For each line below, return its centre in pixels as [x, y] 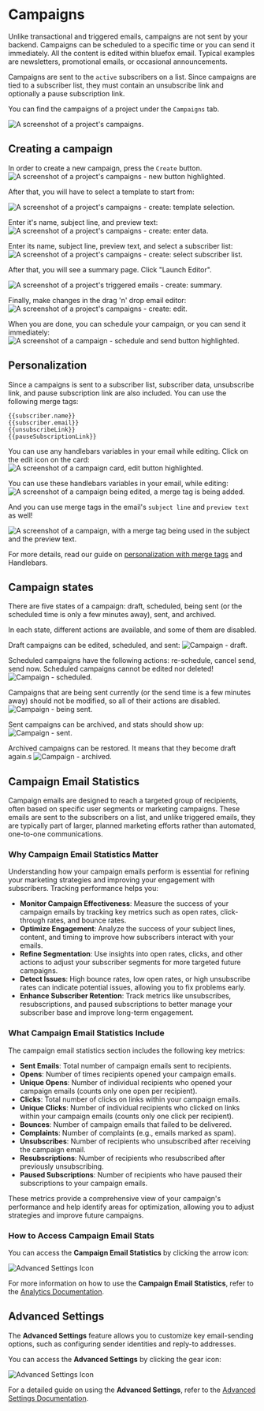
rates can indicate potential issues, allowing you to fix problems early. [132, 987]
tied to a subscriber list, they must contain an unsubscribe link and [116, 85]
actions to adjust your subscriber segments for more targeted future [130, 962]
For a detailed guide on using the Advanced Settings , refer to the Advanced [132, 1390]
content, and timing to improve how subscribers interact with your [126, 938]
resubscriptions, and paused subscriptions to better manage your [126, 1005]
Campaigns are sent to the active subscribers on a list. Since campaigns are [132, 77]
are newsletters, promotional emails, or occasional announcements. [118, 62]
